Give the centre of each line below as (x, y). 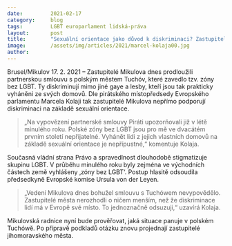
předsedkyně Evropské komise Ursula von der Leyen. (83, 179)
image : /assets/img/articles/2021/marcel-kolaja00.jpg (98, 46)
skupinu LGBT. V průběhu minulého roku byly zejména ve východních (106, 164)
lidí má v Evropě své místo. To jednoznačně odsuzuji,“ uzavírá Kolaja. (122, 207)
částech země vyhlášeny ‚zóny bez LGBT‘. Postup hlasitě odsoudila (103, 172)
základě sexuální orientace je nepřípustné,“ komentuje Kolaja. (112, 144)
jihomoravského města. (40, 235)
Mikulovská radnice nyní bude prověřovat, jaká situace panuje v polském (110, 220)
